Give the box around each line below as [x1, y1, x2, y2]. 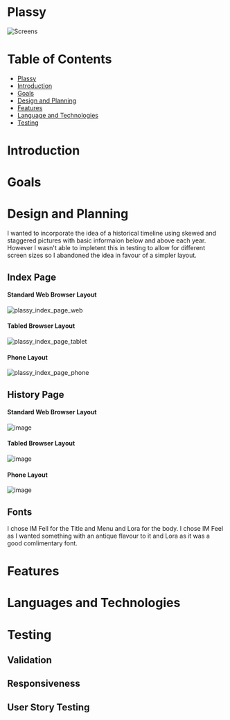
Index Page [7, 271, 57, 283]
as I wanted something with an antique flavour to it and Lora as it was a [7, 532, 210, 540]
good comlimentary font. [7, 539, 78, 547]
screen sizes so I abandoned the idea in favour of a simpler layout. [7, 251, 197, 260]
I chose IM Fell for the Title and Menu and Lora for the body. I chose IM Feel [7, 525, 224, 532]
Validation [7, 654, 52, 666]
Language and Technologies [17, 111, 99, 119]
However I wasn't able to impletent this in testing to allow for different [7, 244, 206, 252]
